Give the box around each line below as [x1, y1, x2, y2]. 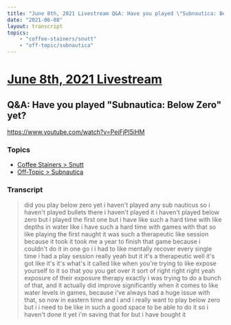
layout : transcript [7, 23, 63, 30]
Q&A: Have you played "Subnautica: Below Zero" [7, 99, 222, 111]
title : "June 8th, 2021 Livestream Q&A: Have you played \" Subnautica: [7, 10, 217, 17]
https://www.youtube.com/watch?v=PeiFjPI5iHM [7, 128, 145, 136]
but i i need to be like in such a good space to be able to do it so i [23, 303, 208, 311]
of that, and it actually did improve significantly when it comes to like [23, 281, 219, 289]
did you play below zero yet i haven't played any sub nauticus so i [23, 201, 210, 209]
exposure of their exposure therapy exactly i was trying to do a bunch [23, 273, 221, 282]
